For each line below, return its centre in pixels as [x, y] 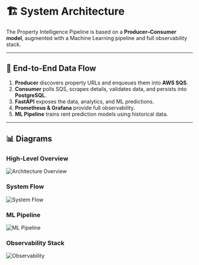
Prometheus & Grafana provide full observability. [75, 107]
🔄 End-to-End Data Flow [51, 68]
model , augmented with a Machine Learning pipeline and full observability [97, 38]
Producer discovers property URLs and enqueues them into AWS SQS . [101, 83]
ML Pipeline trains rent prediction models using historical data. [91, 114]
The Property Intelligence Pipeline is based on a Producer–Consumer [91, 32]
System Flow [25, 187]
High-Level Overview [37, 159]
